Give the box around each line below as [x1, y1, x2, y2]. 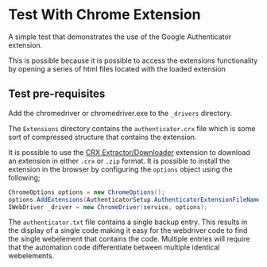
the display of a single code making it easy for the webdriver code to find [8, 226, 248, 235]
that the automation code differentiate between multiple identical [8, 242, 220, 252]
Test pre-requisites [8, 87, 106, 101]
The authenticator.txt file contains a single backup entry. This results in [8, 217, 248, 227]
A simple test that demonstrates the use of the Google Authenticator [8, 32, 232, 41]
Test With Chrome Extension [8, 6, 201, 24]
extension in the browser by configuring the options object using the [8, 164, 233, 174]
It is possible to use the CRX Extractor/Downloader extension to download [8, 147, 250, 157]
